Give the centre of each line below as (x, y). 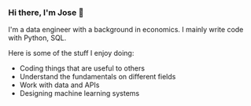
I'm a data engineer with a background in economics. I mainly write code (126, 30)
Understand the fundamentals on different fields (98, 77)
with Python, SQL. (37, 38)
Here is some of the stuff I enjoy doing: (71, 53)
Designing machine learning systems (79, 93)
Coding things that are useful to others (82, 68)
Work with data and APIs (59, 85)
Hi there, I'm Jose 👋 (46, 13)
